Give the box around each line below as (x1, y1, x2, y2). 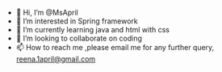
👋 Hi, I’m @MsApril (15, 8, 78, 17)
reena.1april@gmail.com (15, 54, 96, 64)
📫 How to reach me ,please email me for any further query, (15, 43, 215, 52)
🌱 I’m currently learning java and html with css (15, 25, 170, 34)
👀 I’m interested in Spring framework (15, 16, 139, 26)
